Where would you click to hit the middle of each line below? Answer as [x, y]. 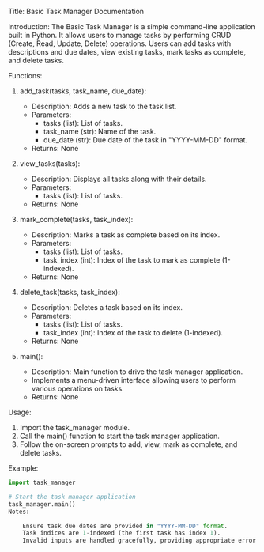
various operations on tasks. [77, 388]
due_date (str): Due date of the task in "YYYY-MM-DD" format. [145, 140]
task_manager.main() [42, 504]
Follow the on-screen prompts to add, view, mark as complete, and [128, 444]
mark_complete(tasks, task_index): [76, 219]
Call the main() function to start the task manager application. [119, 436]
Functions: [25, 76]
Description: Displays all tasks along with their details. [119, 179]
